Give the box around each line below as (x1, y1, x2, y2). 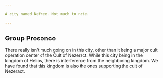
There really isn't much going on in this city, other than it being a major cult (5, 47, 158, 53)
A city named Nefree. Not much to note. (5, 11, 90, 16)
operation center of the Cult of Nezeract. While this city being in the (5, 52, 143, 58)
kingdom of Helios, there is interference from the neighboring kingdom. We (5, 58, 158, 64)
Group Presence (5, 34, 56, 42)
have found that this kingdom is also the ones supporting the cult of (5, 63, 143, 69)
